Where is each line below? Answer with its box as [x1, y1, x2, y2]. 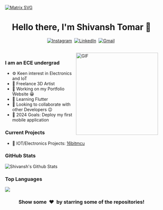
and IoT [12, 76, 28, 81]
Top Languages [5, 175, 43, 182]
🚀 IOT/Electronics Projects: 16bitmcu [12, 140, 85, 146]
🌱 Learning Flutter [12, 96, 49, 102]
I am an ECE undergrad [5, 59, 60, 66]
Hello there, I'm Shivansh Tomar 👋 [12, 22, 151, 33]
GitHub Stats [5, 153, 36, 159]
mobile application [12, 117, 49, 123]
